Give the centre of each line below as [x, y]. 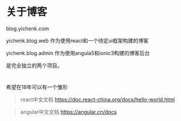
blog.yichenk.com [28, 28]
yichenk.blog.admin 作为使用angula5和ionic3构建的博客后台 [78, 53]
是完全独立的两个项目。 [34, 65]
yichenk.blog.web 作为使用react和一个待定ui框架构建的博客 [77, 40]
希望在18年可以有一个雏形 [37, 87]
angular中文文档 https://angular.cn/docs [69, 112]
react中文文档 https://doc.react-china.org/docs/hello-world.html [98, 99]
